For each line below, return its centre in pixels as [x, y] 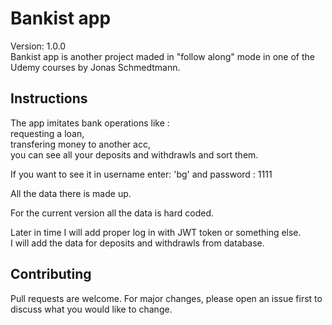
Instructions [49, 98]
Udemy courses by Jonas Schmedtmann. [95, 67]
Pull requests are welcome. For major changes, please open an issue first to [166, 298]
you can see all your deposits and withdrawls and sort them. [134, 154]
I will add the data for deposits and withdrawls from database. [137, 243]
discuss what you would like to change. [91, 309]
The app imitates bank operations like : [90, 123]
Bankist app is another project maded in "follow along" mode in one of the [162, 56]
